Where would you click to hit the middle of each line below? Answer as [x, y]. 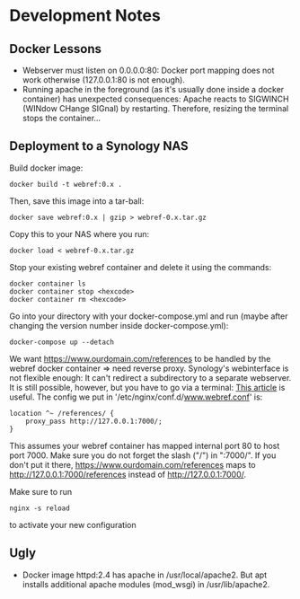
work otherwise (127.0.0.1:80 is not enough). [104, 80]
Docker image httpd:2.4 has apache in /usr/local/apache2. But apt [145, 575]
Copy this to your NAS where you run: [79, 233]
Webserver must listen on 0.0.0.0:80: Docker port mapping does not [148, 70]
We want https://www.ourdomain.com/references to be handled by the [140, 358]
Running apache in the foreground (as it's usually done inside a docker [153, 89]
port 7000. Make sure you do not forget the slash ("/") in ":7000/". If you [143, 455]
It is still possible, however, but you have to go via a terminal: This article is [147, 387]
